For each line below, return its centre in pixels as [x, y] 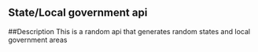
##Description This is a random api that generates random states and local [129, 31]
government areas [38, 40]
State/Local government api [78, 13]
